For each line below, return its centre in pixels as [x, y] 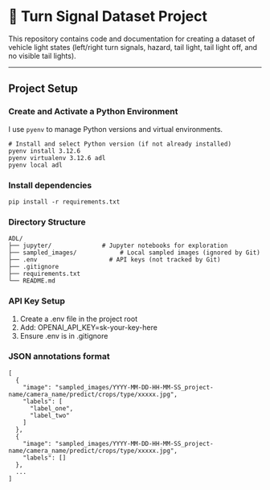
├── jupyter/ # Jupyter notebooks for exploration [118, 246]
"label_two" [49, 415]
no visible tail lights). [42, 56]
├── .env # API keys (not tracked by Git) [115, 260]
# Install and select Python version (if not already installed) [120, 144]
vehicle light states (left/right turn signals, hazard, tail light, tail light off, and [133, 47]
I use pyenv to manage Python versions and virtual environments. [116, 129]
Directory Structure [47, 222]
